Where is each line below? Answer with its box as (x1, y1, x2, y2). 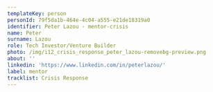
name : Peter (7, 29, 42, 37)
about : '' (7, 55, 36, 62)
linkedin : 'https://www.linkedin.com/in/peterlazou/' (7, 62, 167, 68)
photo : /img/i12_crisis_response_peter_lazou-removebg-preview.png (7, 49, 207, 56)
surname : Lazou (7, 36, 51, 43)
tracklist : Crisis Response (7, 74, 89, 82)
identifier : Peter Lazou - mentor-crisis (7, 23, 129, 30)
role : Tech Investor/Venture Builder (7, 42, 117, 49)
